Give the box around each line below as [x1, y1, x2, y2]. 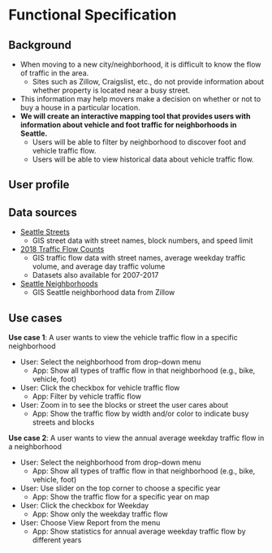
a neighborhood [8, 442, 63, 451]
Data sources [8, 205, 77, 219]
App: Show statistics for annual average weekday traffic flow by [32, 526, 246, 537]
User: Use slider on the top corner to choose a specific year [19, 483, 221, 493]
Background [8, 38, 71, 52]
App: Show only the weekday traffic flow [32, 509, 169, 519]
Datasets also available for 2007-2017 [32, 270, 159, 280]
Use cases [8, 311, 63, 325]
